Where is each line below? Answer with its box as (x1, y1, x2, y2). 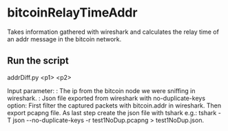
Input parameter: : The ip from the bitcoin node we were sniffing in (7, 86, 196, 94)
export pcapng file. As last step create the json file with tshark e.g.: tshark (7, 108, 217, 117)
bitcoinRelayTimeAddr (7, 5, 138, 21)
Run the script (7, 55, 69, 67)
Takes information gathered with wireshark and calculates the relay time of (7, 28, 219, 36)
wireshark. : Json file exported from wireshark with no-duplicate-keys (7, 94, 205, 102)
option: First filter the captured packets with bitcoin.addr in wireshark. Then (7, 101, 222, 110)
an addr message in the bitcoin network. (7, 34, 122, 43)
